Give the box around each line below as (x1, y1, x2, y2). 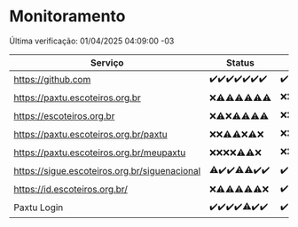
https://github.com (13, 74, 91, 86)
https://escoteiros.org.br (13, 110, 115, 122)
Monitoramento (9, 6, 126, 27)
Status (225, 56, 255, 68)
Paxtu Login (13, 201, 64, 214)
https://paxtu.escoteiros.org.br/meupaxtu (13, 146, 186, 159)
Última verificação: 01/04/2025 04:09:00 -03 (9, 35, 175, 46)
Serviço (90, 56, 124, 68)
